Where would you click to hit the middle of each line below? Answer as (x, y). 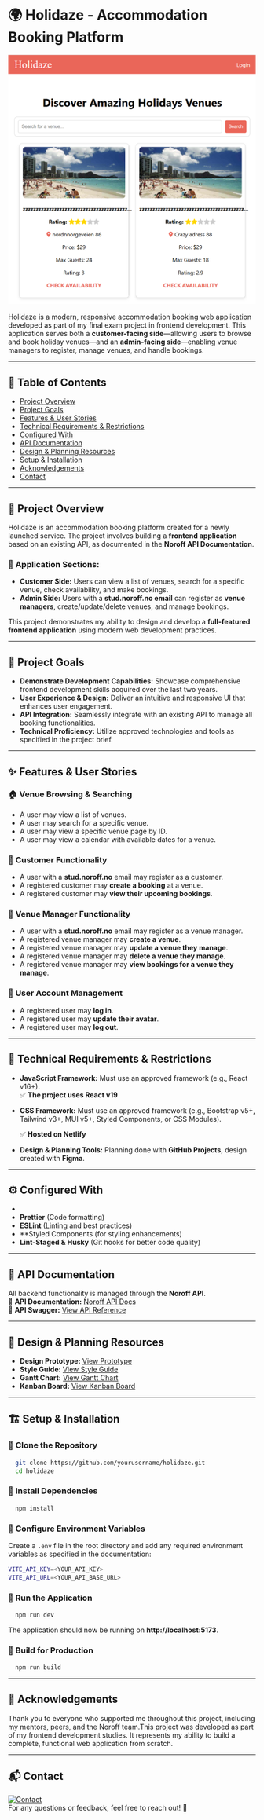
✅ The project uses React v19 (68, 1095)
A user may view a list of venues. (73, 815)
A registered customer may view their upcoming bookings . (116, 894)
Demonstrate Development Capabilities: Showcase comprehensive (130, 681)
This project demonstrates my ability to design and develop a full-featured (129, 622)
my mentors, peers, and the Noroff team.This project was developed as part (131, 1727)
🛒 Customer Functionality (58, 859)
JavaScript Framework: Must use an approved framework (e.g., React (134, 1078)
